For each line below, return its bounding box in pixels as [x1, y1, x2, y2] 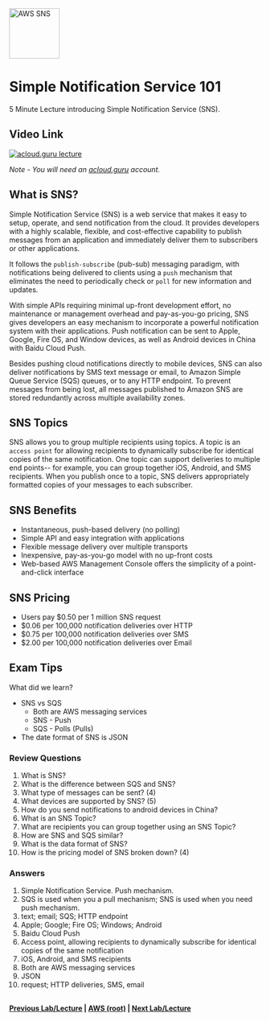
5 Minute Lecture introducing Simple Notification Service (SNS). [9, 104, 220, 113]
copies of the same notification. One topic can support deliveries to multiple [9, 455, 260, 464]
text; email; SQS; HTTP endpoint [20, 912, 129, 921]
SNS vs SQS [20, 698, 63, 707]
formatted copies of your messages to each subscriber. [9, 480, 194, 490]
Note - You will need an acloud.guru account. [9, 164, 160, 174]
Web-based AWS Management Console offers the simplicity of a [20, 559, 235, 569]
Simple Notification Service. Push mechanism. [20, 886, 174, 895]
